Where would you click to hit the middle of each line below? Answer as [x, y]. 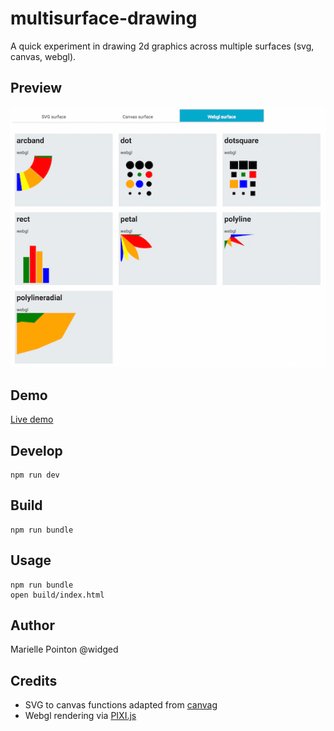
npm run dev [35, 475]
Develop [36, 450]
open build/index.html [57, 595]
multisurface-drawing [104, 18]
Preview [36, 88]
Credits [34, 680]
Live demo [32, 419]
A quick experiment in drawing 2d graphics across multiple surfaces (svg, [162, 46]
